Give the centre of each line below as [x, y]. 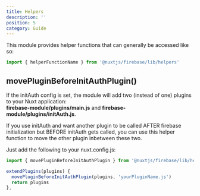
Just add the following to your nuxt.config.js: [61, 150]
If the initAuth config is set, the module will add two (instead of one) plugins [99, 95]
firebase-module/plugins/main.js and [54, 108]
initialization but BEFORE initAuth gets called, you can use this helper [91, 132]
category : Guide [26, 28]
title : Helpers [25, 12]
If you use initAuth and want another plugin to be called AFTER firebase [94, 125]
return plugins [30, 182]
